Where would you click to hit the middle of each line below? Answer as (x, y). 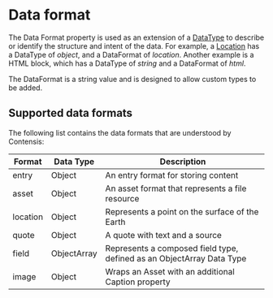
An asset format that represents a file (176, 188)
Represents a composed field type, (172, 248)
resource (122, 198)
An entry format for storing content (172, 175)
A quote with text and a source (163, 235)
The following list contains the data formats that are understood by (120, 132)
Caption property (138, 282)
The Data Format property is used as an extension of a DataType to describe (136, 37)
